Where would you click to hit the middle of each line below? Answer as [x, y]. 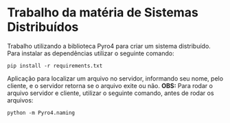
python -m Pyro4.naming [41, 113]
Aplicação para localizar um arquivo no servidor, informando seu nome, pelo [115, 78]
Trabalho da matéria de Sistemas [103, 13]
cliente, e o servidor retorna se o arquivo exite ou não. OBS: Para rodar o [110, 85]
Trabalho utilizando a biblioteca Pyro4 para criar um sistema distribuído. [109, 46]
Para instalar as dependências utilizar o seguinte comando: [91, 53]
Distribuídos [43, 27]
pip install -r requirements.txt [55, 66]
